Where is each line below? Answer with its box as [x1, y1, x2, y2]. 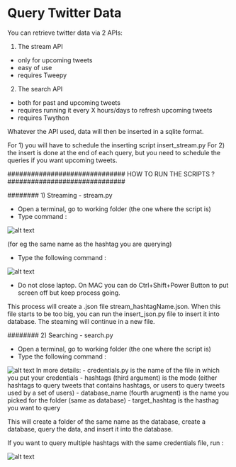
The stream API [17, 42, 63, 50]
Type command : [17, 212, 67, 220]
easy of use [17, 63, 52, 72]
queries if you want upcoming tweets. [7, 156, 118, 164]
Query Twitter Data [7, 5, 122, 21]
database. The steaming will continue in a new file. [7, 317, 155, 325]
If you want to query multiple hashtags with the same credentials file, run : [7, 438, 224, 447]
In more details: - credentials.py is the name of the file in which [35, 366, 220, 374]
